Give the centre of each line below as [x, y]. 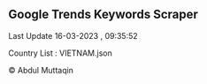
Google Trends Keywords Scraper [103, 15]
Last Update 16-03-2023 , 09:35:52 [73, 35]
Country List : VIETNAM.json [60, 53]
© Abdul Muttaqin [41, 70]
